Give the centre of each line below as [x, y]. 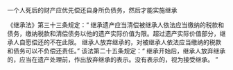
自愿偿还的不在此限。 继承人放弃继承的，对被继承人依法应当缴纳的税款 [120, 42]
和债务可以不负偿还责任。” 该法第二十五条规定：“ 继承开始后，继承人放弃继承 [116, 51]
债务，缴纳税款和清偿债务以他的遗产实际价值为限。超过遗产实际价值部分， [113, 34]
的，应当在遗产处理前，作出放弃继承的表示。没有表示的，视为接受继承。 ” [113, 60]
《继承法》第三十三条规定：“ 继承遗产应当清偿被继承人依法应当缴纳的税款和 [116, 25]
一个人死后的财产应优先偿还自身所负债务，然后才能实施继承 [92, 10]
